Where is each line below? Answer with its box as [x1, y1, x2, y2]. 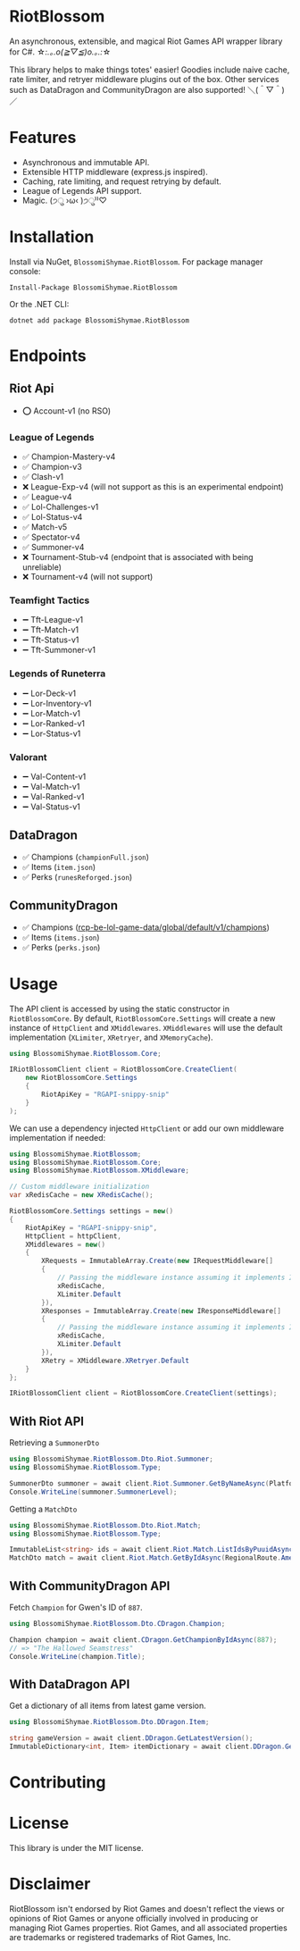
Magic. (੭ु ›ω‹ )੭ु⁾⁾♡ [21, 195, 107, 205]
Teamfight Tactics [9, 594, 90, 607]
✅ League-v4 [21, 491, 73, 502]
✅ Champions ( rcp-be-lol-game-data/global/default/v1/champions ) [21, 922, 270, 933]
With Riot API [9, 1413, 85, 1428]
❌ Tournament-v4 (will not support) [21, 572, 154, 582]
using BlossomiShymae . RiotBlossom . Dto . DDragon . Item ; [9, 1718, 210, 1727]
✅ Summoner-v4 [21, 542, 85, 553]
